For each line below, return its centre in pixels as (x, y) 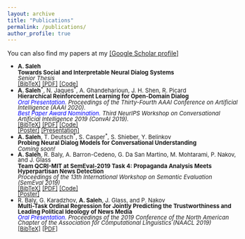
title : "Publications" (40, 20)
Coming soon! (36, 149)
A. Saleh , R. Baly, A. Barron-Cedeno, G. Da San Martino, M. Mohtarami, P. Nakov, (127, 155)
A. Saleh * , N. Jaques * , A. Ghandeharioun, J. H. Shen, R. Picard (102, 90)
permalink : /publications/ (47, 27)
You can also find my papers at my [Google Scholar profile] (93, 53)
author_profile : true (39, 33)
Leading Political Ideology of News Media (75, 211)
